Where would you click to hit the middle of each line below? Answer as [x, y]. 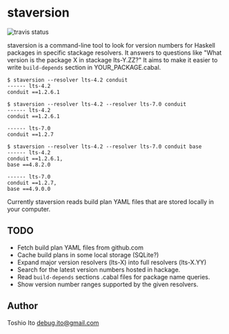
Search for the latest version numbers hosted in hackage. [99, 269]
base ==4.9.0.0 [29, 189]
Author [22, 306]
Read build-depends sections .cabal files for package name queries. [113, 277]
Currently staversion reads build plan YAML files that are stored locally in [111, 201]
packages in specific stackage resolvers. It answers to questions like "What [114, 53]
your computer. [29, 209]
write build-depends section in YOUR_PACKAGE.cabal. [84, 67]
